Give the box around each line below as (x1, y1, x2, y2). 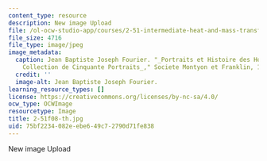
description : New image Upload (8, 19, 112, 27)
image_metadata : (8, 48, 62, 56)
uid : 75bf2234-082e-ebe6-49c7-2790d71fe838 (8, 122, 155, 130)
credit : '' (15, 71, 52, 79)
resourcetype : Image (8, 108, 77, 116)
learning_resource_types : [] (8, 85, 105, 94)
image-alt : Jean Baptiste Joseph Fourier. (15, 78, 158, 86)
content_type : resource (8, 11, 87, 20)
